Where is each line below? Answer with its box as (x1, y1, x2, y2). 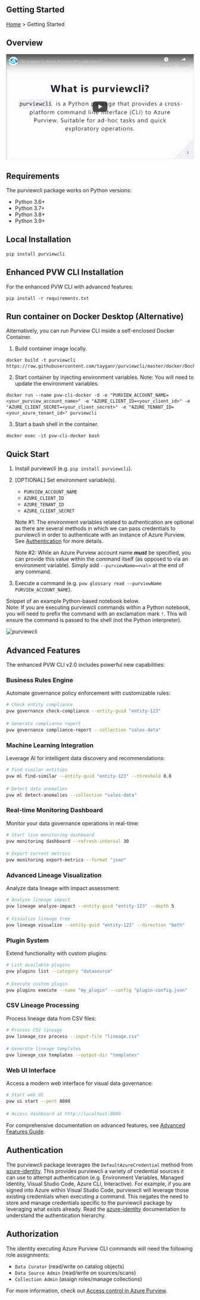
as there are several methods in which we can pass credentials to (14, 525, 176, 532)
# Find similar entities (6, 767, 68, 773)
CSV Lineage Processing (6, 1001, 79, 1009)
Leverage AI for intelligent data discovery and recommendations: (6, 755, 165, 762)
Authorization (6, 1229, 59, 1239)
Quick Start (6, 449, 49, 459)
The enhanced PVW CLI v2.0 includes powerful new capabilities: (6, 661, 165, 668)
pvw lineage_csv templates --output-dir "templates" (6, 1052, 140, 1058)
